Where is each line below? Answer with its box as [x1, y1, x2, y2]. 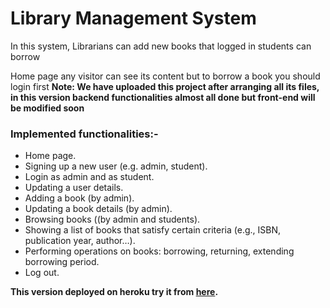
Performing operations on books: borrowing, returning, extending [24, 245, 295, 257]
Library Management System [10, 7, 257, 30]
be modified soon [10, 102, 85, 114]
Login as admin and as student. [24, 171, 155, 183]
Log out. [24, 267, 60, 279]
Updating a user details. [24, 182, 124, 194]
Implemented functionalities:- [10, 127, 159, 141]
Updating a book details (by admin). [24, 203, 173, 215]
